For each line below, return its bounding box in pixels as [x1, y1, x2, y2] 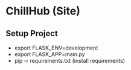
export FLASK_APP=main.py [14, 51, 85, 58]
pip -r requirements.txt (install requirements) [14, 57, 125, 64]
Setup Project [5, 28, 59, 39]
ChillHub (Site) [5, 4, 81, 18]
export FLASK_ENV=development [14, 44, 98, 51]
